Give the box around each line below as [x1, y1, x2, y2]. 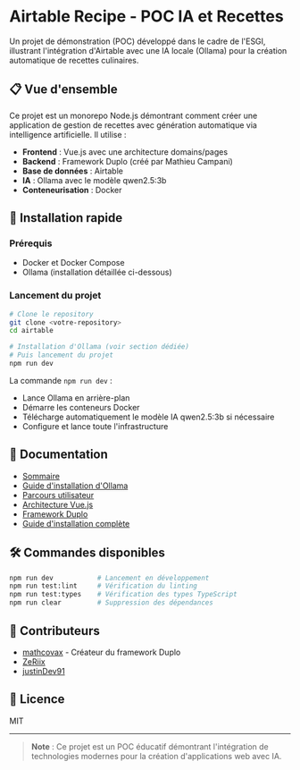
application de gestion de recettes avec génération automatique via [9, 119, 257, 131]
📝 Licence [9, 691, 65, 707]
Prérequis [9, 237, 53, 250]
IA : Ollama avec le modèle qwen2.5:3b [21, 174, 167, 185]
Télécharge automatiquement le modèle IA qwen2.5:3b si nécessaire [21, 411, 275, 422]
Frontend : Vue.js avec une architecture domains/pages [21, 146, 229, 157]
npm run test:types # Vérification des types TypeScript [9, 590, 238, 599]
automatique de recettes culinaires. [9, 55, 139, 65]
